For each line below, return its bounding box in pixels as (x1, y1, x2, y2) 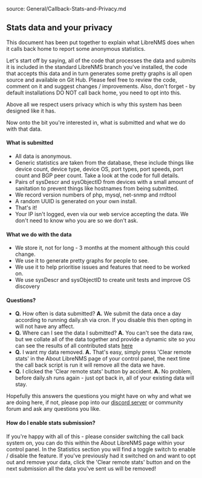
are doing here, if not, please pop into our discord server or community (6, 399, 183, 406)
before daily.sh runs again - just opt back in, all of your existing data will (15, 375, 195, 382)
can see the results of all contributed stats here (15, 342, 133, 350)
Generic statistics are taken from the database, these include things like (15, 159, 194, 166)
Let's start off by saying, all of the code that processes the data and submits (6, 57, 197, 64)
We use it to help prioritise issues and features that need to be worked (15, 263, 191, 271)
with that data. (6, 125, 42, 133)
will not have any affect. (15, 323, 74, 330)
